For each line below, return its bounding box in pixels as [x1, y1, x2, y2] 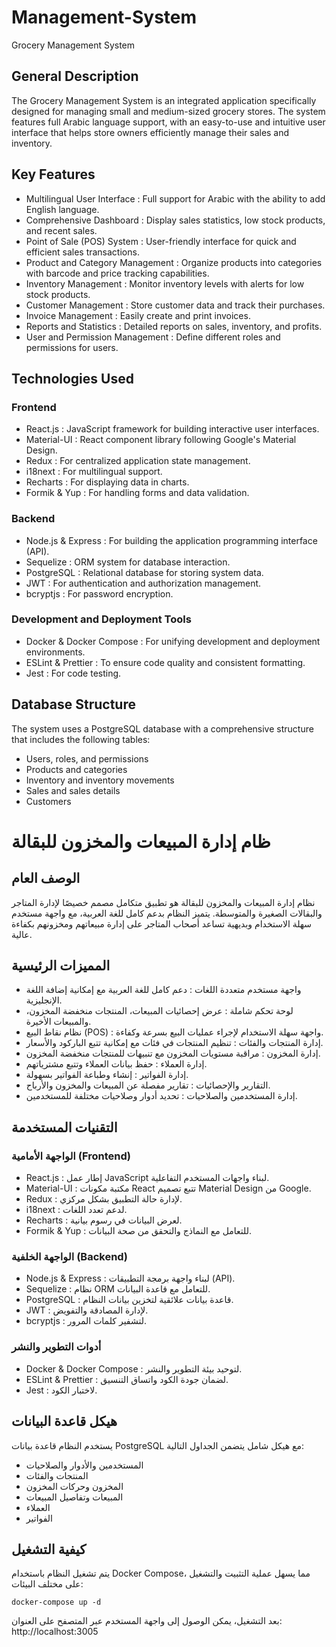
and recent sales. [25, 224, 98, 236]
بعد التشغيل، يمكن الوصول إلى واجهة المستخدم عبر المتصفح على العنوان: [11, 1615, 283, 1627]
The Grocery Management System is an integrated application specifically [11, 94, 317, 106]
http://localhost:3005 [11, 1626, 99, 1638]
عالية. [11, 928, 33, 940]
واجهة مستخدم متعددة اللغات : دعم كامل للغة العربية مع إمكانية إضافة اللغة [25, 984, 302, 996]
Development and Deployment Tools [11, 612, 192, 626]
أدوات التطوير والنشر [11, 1340, 102, 1354]
